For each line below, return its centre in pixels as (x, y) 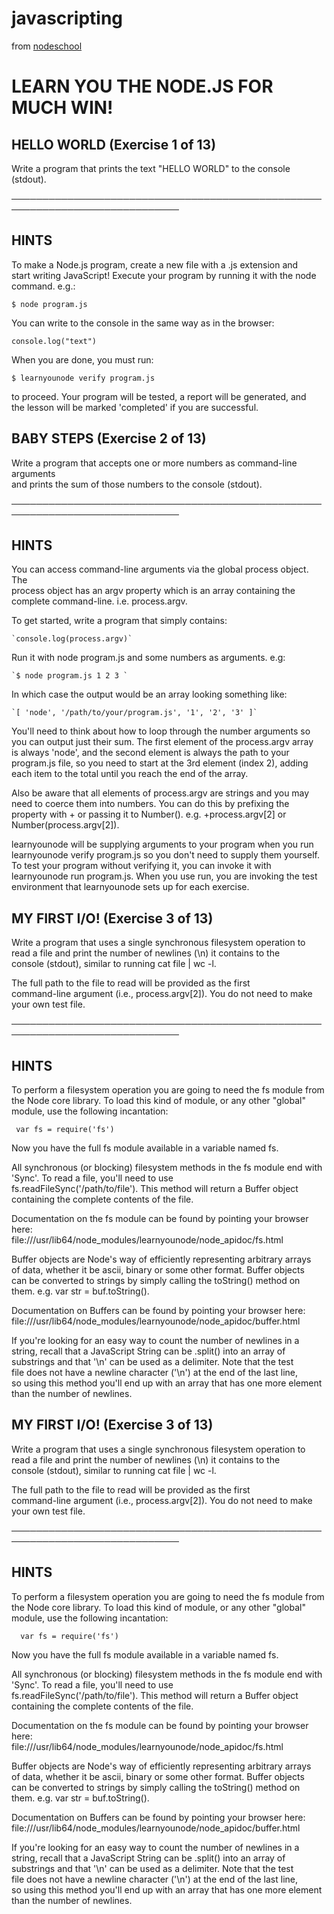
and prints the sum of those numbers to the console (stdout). (137, 484)
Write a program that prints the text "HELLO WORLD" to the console (151, 168)
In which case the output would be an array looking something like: (149, 694)
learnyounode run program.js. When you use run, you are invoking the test (164, 876)
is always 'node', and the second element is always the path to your (150, 753)
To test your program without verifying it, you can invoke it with (141, 866)
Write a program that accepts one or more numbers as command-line (154, 463)
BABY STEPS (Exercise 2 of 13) (109, 438)
